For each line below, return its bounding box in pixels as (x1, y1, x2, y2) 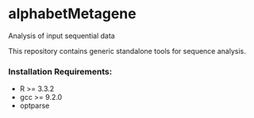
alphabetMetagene (8, 5, 137, 23)
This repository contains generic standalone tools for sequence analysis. (8, 46, 246, 55)
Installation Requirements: (8, 66, 113, 77)
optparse (19, 101, 50, 111)
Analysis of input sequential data (8, 31, 115, 40)
